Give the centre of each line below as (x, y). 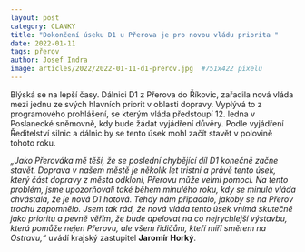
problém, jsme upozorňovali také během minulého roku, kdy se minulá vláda (153, 189)
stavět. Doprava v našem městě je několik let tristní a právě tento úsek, (143, 170)
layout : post (35, 18)
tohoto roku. (33, 143)
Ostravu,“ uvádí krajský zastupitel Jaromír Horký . (103, 237)
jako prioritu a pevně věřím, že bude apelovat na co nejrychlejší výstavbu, (149, 218)
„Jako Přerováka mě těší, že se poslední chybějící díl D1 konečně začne (144, 160)
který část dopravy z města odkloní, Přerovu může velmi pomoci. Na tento (149, 179)
